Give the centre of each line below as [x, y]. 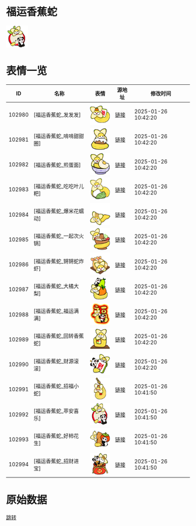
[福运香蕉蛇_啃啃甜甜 [59, 136]
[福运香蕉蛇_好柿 [54, 436]
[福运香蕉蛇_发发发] [57, 115]
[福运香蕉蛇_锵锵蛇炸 [59, 261]
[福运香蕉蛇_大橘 [54, 286]
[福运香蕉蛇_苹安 [54, 411]
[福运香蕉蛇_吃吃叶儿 [59, 186]
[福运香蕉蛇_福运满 [56, 311]
